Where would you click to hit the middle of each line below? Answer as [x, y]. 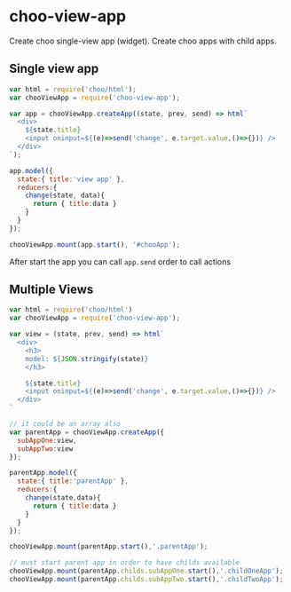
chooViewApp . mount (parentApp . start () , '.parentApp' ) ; [109, 547]
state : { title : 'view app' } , [71, 179]
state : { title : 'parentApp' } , [73, 481]
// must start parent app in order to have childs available [125, 563]
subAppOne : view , [47, 440]
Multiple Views [51, 290]
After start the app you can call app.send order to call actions [120, 261]
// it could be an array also [65, 424]
